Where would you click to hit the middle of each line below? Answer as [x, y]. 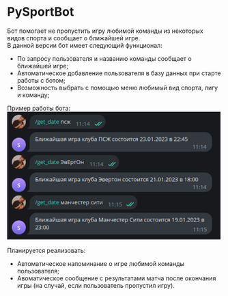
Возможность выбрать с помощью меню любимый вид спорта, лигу [117, 88]
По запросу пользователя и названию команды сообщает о [104, 58]
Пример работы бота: [39, 108]
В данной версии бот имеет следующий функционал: [85, 45]
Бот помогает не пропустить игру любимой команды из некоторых [105, 31]
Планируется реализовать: [46, 251]
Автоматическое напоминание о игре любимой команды [101, 264]
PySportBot [41, 12]
